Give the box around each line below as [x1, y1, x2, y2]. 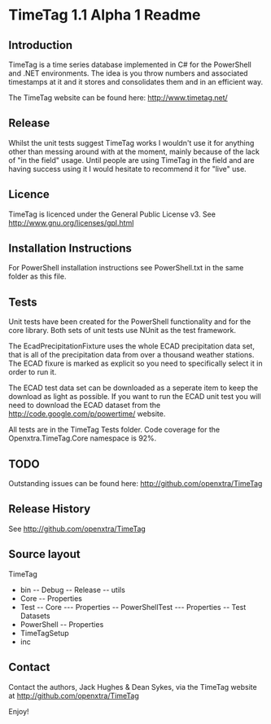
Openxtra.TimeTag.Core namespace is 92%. [8, 433, 157, 443]
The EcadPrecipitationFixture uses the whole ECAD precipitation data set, [8, 341, 255, 351]
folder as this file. [8, 271, 67, 282]
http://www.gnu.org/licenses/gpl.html [8, 217, 134, 227]
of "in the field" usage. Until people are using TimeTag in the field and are [8, 155, 255, 165]
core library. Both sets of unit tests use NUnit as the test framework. [8, 326, 237, 336]
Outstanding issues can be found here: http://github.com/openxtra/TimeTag [8, 479, 263, 489]
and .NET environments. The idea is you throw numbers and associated [8, 68, 248, 78]
